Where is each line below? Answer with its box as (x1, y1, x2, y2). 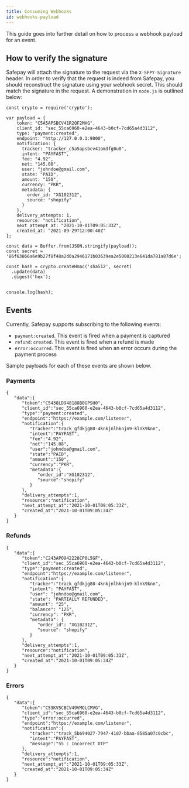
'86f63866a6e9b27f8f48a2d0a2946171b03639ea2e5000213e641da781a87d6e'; (6, 253, 182, 259)
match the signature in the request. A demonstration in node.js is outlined (6, 87, 184, 94)
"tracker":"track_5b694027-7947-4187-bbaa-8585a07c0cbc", (29, 731, 174, 736)
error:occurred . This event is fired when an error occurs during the (14, 345, 177, 352)
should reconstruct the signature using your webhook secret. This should (6, 81, 183, 88)
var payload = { (6, 115, 46, 121)
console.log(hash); (6, 289, 54, 296)
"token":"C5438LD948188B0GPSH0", (21, 400, 104, 406)
